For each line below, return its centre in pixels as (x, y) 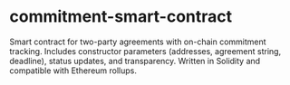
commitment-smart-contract (121, 17)
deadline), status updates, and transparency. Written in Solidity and (135, 61)
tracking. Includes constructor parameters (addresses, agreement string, (145, 51)
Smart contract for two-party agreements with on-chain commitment (138, 42)
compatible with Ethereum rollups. (73, 71)
